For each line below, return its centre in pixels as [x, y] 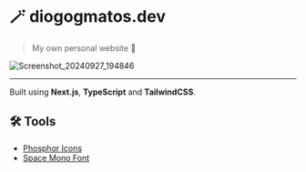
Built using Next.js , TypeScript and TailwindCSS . [102, 92]
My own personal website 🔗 [84, 48]
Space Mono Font [56, 157]
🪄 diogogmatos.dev [88, 17]
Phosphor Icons [52, 148]
